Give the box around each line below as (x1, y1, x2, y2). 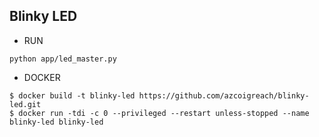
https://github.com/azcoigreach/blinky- (138, 90, 310, 101)
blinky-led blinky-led (9, 117, 104, 127)
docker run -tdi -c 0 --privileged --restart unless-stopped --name (18, 108, 310, 118)
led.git (9, 99, 42, 109)
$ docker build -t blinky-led (9, 90, 136, 101)
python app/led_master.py (9, 54, 117, 64)
